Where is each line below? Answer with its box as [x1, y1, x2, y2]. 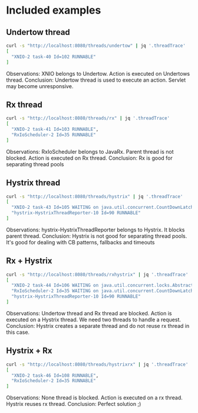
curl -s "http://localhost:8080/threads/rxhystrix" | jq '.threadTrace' [6, 272, 189, 278]
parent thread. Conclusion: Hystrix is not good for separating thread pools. [6, 232, 187, 240]
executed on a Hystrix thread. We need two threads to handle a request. [6, 316, 181, 323]
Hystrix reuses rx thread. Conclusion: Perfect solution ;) [6, 401, 141, 408]
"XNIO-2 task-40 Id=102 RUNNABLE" [11, 54, 96, 60]
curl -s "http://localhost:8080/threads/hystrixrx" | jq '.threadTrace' [6, 362, 189, 367]
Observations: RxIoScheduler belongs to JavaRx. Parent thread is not [6, 148, 174, 155]
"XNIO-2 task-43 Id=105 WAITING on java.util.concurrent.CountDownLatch [11, 205, 194, 211]
